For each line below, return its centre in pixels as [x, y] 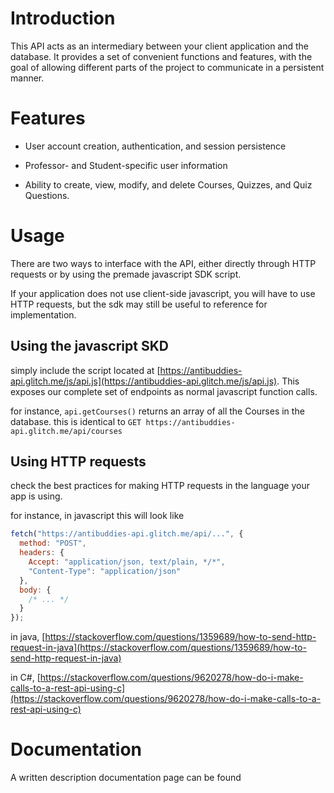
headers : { [42, 553]
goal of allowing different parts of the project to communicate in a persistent [167, 67]
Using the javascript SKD [89, 346]
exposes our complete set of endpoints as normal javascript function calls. [164, 391]
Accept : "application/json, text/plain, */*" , [127, 562]
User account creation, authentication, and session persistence [155, 146]
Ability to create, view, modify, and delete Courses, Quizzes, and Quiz [168, 184]
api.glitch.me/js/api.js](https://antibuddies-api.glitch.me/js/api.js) [144, 381]
